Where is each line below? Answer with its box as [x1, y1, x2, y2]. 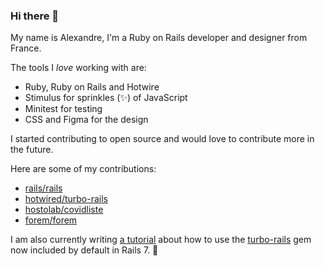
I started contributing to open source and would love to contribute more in [10, 133, 315, 145]
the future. [10, 144, 54, 156]
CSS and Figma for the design [24, 114, 149, 126]
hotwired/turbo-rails [24, 193, 108, 205]
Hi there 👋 [10, 9, 60, 23]
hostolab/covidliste [24, 204, 104, 216]
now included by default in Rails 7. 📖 [10, 244, 159, 256]
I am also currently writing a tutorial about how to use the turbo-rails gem [10, 234, 312, 246]
